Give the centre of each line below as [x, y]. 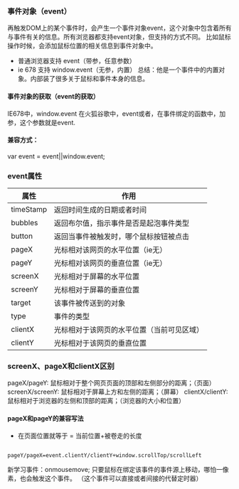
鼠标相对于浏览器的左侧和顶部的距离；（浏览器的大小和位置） [96, 401]
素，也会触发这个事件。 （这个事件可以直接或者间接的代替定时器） [105, 478]
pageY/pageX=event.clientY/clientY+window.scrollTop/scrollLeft [105, 455]
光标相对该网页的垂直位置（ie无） [110, 263]
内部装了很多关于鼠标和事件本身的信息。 [90, 79]
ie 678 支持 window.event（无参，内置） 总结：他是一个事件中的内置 [118, 70]
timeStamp [29, 209]
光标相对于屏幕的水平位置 [97, 276]
